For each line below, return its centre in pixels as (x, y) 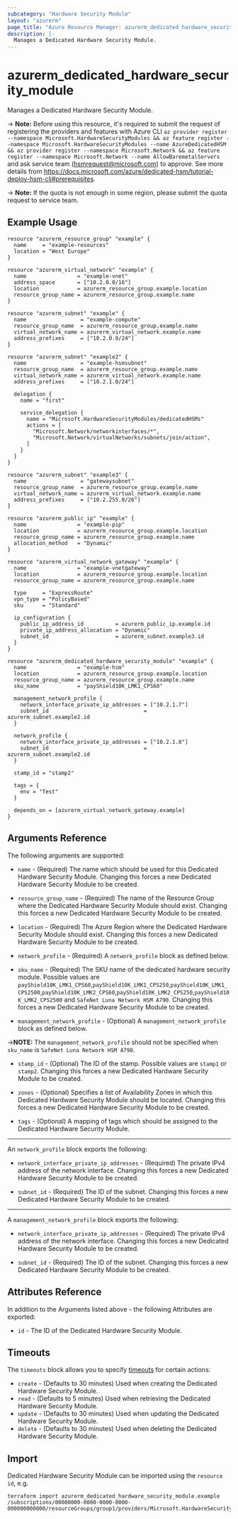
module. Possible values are (59, 977)
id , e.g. (18, 1484)
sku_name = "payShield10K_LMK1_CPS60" (88, 686)
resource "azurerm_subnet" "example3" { (68, 475)
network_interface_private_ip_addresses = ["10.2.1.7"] (104, 704)
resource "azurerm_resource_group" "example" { (79, 238)
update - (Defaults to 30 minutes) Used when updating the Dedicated (118, 1414)
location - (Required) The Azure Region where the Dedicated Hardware (123, 926)
